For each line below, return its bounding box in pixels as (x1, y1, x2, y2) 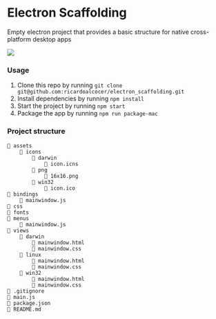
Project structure (7, 127, 66, 136)
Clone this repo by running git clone (17, 81, 123, 89)
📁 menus (7, 215, 30, 222)
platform (7, 35, 31, 43)
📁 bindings (7, 190, 39, 198)
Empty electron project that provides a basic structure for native (7, 28, 190, 36)
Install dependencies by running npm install (17, 95, 145, 103)
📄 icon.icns (43, 161, 79, 167)
